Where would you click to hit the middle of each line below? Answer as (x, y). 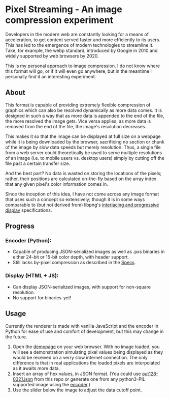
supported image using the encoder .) (51, 384)
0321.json (23, 379)
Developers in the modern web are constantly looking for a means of (77, 34)
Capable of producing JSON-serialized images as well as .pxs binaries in (89, 252)
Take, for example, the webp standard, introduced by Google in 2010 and (81, 50)
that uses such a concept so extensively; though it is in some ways (75, 199)
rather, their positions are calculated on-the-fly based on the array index (81, 179)
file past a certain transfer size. (38, 163)
